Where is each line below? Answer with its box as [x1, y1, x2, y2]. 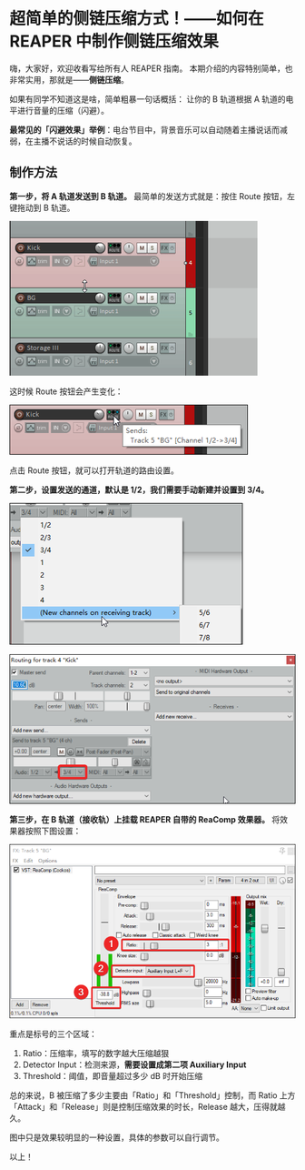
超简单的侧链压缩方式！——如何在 [9, 8, 265, 29]
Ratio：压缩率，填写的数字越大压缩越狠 [22, 1047, 170, 1058]
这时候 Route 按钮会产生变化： [9, 386, 123, 397]
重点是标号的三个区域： [9, 1028, 97, 1039]
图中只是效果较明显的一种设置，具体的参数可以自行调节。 [9, 1132, 224, 1143]
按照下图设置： [25, 825, 82, 836]
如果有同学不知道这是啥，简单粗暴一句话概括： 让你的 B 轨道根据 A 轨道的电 [9, 93, 294, 105]
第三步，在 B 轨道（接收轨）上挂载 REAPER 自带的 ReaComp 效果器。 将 [9, 813, 280, 824]
